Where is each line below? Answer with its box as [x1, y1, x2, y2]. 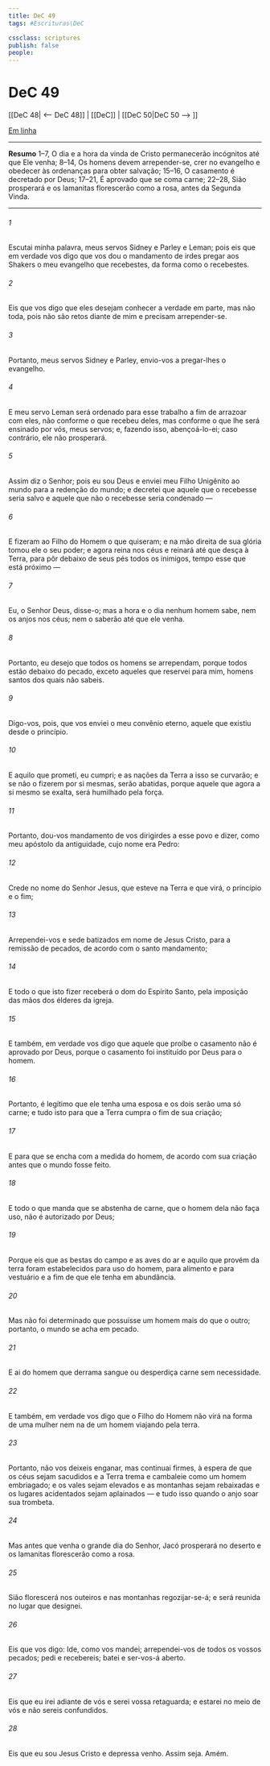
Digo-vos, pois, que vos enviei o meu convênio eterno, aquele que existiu [8, 718, 252, 728]
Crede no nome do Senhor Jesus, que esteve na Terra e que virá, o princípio [8, 883, 262, 893]
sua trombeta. [8, 1497, 55, 1507]
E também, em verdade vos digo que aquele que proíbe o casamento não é [8, 1038, 257, 1048]
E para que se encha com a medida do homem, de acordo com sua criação [8, 1151, 257, 1161]
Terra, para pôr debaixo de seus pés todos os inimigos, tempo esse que [8, 553, 247, 564]
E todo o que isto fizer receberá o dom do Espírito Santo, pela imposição [8, 986, 248, 996]
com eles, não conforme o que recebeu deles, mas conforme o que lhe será [8, 416, 260, 425]
